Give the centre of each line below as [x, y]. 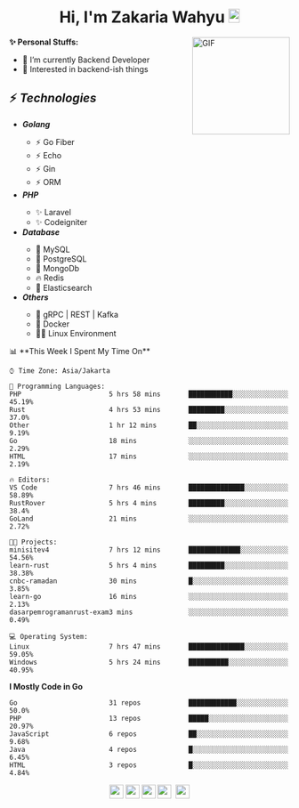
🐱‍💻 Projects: [33, 542]
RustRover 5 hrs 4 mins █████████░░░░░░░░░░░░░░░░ [149, 503]
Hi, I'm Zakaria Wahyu [142, 17]
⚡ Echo [48, 155]
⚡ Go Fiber [55, 141]
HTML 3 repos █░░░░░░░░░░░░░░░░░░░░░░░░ [149, 765]
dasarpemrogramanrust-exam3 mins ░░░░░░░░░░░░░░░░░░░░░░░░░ [149, 612]
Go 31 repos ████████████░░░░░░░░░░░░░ [149, 703]
